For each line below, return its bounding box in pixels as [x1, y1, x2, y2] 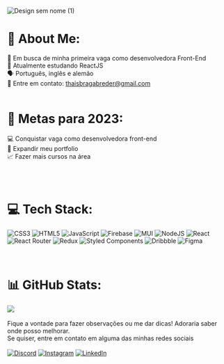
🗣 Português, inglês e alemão [7, 69, 94, 77]
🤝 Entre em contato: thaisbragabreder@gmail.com [7, 79, 151, 87]
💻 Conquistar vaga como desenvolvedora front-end [7, 134, 157, 143]
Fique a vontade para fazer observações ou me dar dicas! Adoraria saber [7, 319, 218, 327]
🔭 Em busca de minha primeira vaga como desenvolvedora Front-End [7, 54, 207, 62]
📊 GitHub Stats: [7, 277, 102, 292]
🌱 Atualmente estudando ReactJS [7, 61, 104, 70]
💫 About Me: [7, 31, 81, 47]
